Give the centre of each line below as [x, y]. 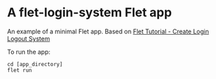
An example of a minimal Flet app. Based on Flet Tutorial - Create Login [108, 31]
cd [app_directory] [35, 64]
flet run [20, 70]
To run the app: [29, 52]
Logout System [29, 38]
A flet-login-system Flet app [89, 13]
